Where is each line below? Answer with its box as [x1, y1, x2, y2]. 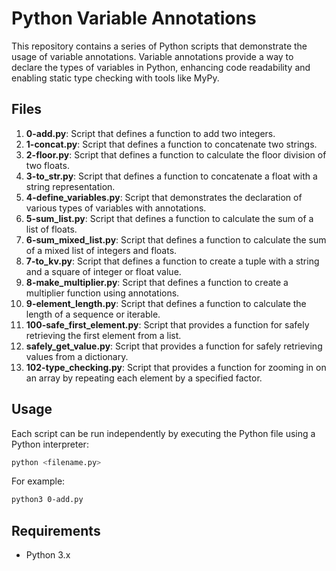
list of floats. [25, 223, 78, 235]
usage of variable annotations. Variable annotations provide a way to [11, 50, 294, 62]
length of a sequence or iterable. [25, 308, 161, 320]
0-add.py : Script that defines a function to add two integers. [25, 127, 276, 139]
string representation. [25, 180, 116, 192]
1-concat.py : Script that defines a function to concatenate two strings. [25, 138, 318, 150]
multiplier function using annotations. [25, 287, 180, 299]
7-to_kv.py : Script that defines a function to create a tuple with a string [25, 255, 320, 267]
